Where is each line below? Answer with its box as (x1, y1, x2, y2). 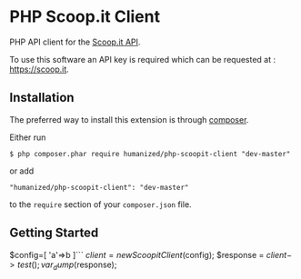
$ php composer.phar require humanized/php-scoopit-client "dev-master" (9, 149, 291, 158)
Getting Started (9, 225, 99, 241)
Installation (9, 90, 75, 105)
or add (9, 165, 35, 176)
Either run (9, 132, 46, 143)
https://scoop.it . (9, 64, 70, 75)
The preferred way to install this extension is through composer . (9, 114, 249, 125)
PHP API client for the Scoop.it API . (9, 36, 141, 47)
